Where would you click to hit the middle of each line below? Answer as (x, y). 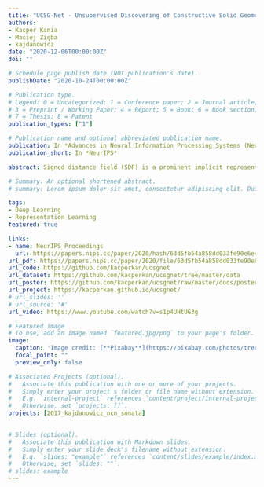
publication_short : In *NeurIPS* (63, 153)
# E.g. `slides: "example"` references (77, 456)
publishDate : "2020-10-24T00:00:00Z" (70, 81)
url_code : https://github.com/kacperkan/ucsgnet (89, 268)
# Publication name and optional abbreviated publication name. (115, 138)
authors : (22, 23)
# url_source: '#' (38, 304)
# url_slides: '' (37, 297)
